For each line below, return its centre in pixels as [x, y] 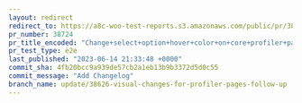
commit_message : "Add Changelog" [71, 76]
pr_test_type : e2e [43, 51]
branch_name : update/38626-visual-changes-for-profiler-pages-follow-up [148, 84]
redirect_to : [33, 26]
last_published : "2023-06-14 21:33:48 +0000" [95, 59]
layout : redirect [41, 17]
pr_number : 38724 [41, 34]
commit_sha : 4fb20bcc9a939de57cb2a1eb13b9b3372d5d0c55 [114, 68]
